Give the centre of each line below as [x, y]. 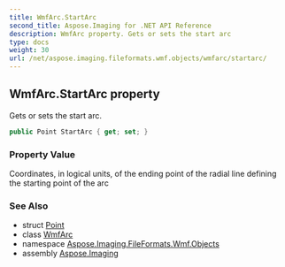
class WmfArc [47, 234]
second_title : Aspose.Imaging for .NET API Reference [111, 26]
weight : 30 [29, 50]
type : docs [29, 42]
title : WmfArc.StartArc [53, 17]
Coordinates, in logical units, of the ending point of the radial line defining [143, 173]
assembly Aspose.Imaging [70, 254]
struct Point [43, 225]
